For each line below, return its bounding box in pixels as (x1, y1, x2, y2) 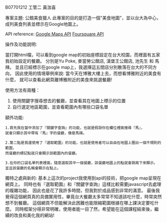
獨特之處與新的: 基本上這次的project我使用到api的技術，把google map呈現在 (5, 175, 162, 181)
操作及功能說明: (5, 41, 37, 47)
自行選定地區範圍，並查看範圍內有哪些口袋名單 (12, 104, 108, 110)
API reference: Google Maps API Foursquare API (5, 31, 104, 37)
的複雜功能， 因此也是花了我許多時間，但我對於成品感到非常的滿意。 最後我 (5, 188, 160, 193)
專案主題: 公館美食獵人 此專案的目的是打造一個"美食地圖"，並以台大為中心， (5, 15, 161, 21)
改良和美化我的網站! (13, 213, 55, 218)
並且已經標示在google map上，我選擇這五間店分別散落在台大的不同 (14, 64, 153, 70)
